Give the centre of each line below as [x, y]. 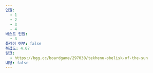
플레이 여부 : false [23, 44]
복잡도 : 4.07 [17, 48]
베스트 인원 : [17, 34]
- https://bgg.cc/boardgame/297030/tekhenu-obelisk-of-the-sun [79, 58]
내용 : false [17, 63]
